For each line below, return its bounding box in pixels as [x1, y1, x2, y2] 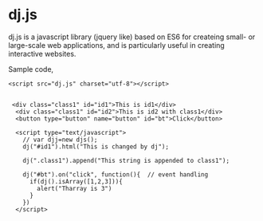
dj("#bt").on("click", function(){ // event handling [22, 170, 209, 179]
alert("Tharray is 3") [37, 184, 112, 192]
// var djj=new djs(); [22, 136, 98, 144]
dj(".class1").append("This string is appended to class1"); [22, 156, 230, 164]
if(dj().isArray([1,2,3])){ [29, 177, 124, 185]
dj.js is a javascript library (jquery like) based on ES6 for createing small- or [8, 32, 256, 41]
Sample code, [8, 64, 54, 73]
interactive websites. [8, 49, 77, 58]
